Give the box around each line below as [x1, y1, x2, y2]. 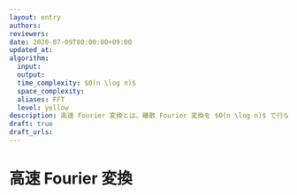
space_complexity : [17, 86, 86, 95]
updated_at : [9, 46, 53, 55]
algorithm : [9, 54, 49, 63]
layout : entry [9, 12, 62, 22]
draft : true [9, 120, 53, 129]
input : [17, 63, 42, 71]
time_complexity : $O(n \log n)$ [17, 79, 137, 87]
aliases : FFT [17, 94, 65, 104]
